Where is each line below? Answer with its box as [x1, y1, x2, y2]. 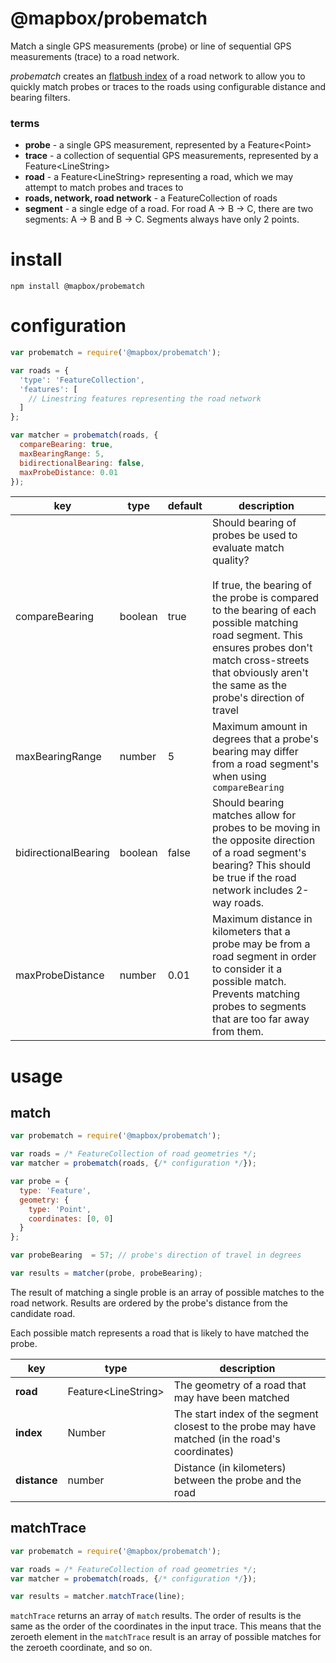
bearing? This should [211, 858, 312, 872]
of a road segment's [211, 846, 307, 860]
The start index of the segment [173, 1407, 319, 1421]
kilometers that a [211, 925, 291, 939]
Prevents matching [211, 987, 301, 1001]
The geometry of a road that [173, 1378, 307, 1392]
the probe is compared [211, 591, 320, 605]
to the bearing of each [211, 603, 317, 617]
